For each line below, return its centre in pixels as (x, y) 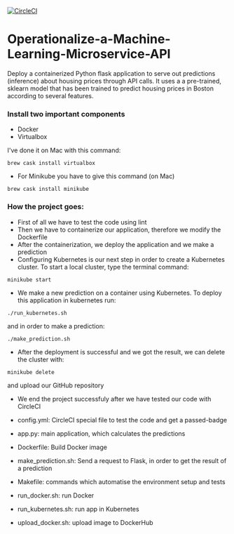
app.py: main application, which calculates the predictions (101, 433)
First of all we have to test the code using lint (82, 222)
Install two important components (66, 114)
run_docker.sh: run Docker (56, 495)
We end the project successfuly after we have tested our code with (114, 399)
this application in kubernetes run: (67, 300)
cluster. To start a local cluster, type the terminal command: (103, 267)
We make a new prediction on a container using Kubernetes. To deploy (119, 293)
